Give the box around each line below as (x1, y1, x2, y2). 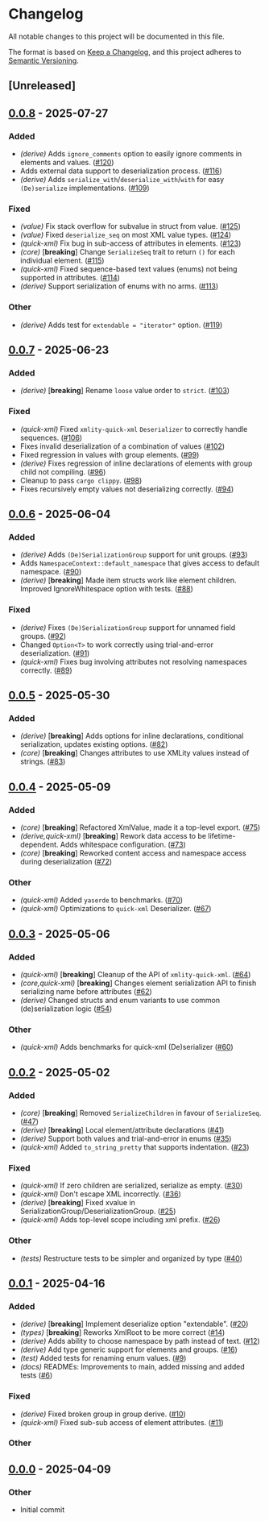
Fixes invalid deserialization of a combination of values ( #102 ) (19, 441, 226, 451)
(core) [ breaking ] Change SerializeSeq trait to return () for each (19, 247, 235, 257)
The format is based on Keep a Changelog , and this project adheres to (8, 47, 242, 56)
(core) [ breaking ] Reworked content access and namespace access (19, 848, 247, 858)
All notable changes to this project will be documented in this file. (8, 31, 226, 41)
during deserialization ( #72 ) (19, 856, 113, 866)
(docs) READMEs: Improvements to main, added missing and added (19, 1362, 245, 1372)
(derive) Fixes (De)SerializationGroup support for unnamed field (19, 622, 236, 632)
